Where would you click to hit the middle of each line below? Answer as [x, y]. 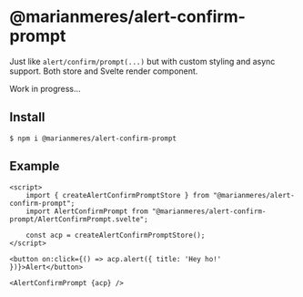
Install [27, 117]
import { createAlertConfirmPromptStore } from [117, 195]
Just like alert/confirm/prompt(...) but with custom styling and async [142, 61]
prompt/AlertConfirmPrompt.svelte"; [79, 219]
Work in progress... [45, 88]
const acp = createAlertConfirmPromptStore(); [116, 235]
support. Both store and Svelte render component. [104, 71]
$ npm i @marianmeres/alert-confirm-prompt [93, 138]
